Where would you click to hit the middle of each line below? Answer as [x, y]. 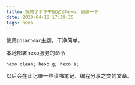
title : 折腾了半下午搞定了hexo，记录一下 [52, 12]
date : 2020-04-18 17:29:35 [40, 17]
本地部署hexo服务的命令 [36, 53]
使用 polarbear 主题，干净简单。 [45, 40]
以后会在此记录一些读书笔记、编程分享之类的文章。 [69, 76]
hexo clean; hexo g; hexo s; [43, 64]
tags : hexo [20, 23]
